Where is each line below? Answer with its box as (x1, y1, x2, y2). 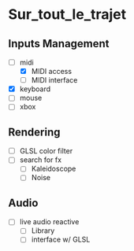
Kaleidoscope (31, 164, 76, 174)
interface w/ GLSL (31, 234, 91, 245)
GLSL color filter (19, 146, 73, 156)
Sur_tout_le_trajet (8, 6, 127, 24)
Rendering (8, 125, 61, 138)
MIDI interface (31, 76, 78, 85)
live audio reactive (19, 217, 80, 227)
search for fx (19, 155, 61, 164)
